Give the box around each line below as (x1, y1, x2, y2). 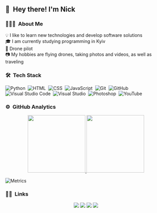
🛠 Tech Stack (5, 72, 42, 79)
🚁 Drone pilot (5, 45, 33, 52)
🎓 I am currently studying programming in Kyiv (5, 38, 106, 44)
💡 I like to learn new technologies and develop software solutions (5, 32, 143, 38)
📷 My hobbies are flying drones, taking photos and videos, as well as (5, 51, 152, 57)
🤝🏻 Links (5, 191, 29, 198)
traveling (5, 58, 24, 64)
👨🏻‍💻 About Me (5, 20, 43, 28)
